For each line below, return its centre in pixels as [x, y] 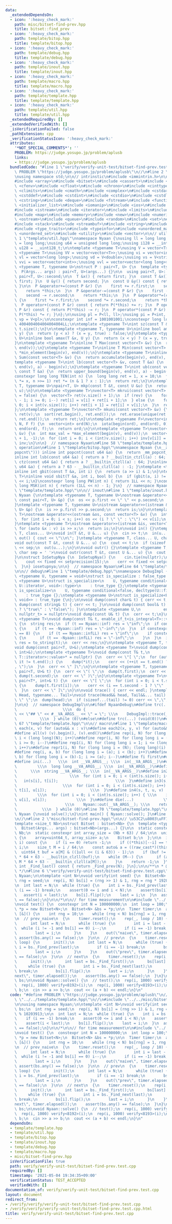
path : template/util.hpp [41, 110]
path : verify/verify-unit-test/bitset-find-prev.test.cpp [73, 1166]
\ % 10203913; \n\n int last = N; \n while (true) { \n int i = [87, 1014]
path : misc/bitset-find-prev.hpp [50, 24]
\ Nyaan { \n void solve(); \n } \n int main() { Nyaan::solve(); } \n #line [90, 814]
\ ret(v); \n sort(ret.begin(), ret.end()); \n [65, 414]
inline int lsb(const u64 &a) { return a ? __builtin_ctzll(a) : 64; [90, 457]
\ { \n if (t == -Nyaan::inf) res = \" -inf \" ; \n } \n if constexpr [91, 628]
